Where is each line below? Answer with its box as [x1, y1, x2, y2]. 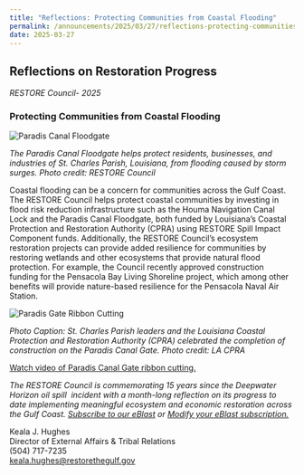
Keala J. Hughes [9, 426, 71, 437]
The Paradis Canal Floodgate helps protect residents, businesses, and [9, 148, 273, 159]
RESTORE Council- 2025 [9, 88, 101, 99]
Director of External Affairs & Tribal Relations [9, 436, 176, 447]
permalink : [9, 22, 51, 31]
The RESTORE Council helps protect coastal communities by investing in [9, 195, 280, 205]
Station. [9, 290, 39, 301]
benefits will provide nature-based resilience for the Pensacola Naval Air [9, 281, 280, 292]
